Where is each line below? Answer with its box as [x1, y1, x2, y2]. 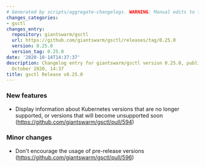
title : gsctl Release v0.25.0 [6, 71, 84, 77]
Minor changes [6, 133, 52, 142]
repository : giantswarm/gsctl [12, 32, 88, 38]
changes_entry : [6, 26, 45, 32]
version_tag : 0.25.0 [12, 49, 64, 55]
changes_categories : [6, 15, 59, 21]
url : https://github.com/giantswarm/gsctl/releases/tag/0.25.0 [12, 37, 176, 43]
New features [6, 91, 48, 100]
